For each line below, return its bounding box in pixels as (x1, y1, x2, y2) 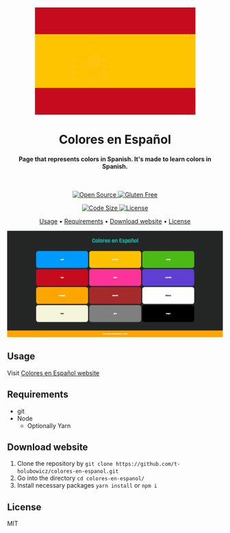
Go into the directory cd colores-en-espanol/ (16, 474, 145, 482)
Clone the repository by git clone (16, 460, 113, 468)
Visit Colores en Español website (7, 368, 100, 377)
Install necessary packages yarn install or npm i (16, 482, 157, 490)
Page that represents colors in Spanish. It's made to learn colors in (18, 154, 212, 163)
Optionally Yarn (27, 421, 71, 429)
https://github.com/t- (115, 461, 181, 468)
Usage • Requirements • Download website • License (39, 217, 191, 226)
